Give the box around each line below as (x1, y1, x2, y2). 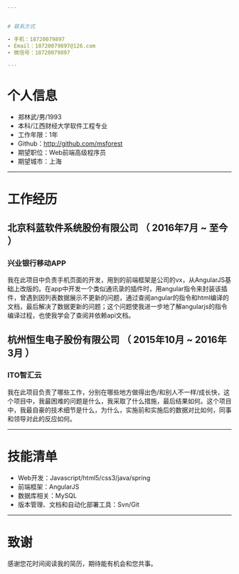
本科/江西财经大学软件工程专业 (17, 121, 108, 130)
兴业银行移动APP (7, 258, 66, 268)
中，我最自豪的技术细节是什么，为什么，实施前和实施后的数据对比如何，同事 (7, 406, 232, 414)
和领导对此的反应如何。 (7, 414, 76, 423)
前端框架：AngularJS (17, 482, 80, 491)
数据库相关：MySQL (17, 491, 77, 499)
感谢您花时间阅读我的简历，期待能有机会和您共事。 (7, 559, 157, 568)
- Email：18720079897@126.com (7, 42, 96, 50)
